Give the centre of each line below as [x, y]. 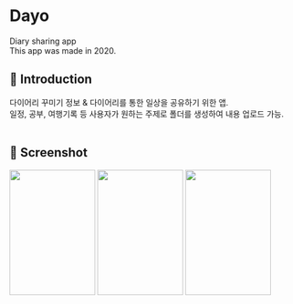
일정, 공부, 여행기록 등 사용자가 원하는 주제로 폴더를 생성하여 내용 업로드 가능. [147, 114]
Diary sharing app [43, 41]
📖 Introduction [51, 80]
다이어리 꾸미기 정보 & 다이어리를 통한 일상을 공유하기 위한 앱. [119, 102]
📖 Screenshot [49, 152]
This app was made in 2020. [63, 50]
